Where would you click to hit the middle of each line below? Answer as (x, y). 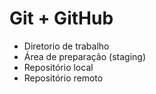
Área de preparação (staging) (85, 56)
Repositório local (58, 67)
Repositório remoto (63, 78)
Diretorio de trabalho (66, 46)
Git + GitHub (61, 18)
